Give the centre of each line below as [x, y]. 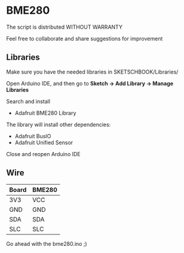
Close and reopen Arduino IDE [43, 154]
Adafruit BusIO [33, 136]
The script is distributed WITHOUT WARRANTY [64, 27]
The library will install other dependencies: [59, 124]
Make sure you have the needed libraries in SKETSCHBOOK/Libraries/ [92, 72]
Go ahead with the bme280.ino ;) [47, 243]
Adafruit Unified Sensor [44, 142]
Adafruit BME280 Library [45, 113]
